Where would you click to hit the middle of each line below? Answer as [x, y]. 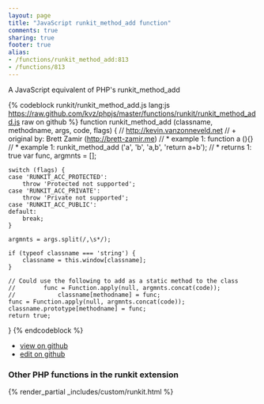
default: [23, 212]
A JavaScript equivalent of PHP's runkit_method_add [94, 90]
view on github [44, 345]
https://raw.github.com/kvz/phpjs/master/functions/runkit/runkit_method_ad [132, 113]
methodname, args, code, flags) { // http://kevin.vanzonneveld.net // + [123, 130]
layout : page [30, 15]
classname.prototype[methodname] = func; [77, 309]
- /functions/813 [37, 67]
